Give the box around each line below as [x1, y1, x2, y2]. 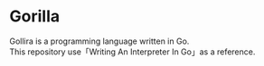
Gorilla [9, 6, 61, 27]
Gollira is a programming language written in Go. [9, 36, 190, 46]
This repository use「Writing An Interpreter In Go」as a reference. [9, 46, 256, 57]
